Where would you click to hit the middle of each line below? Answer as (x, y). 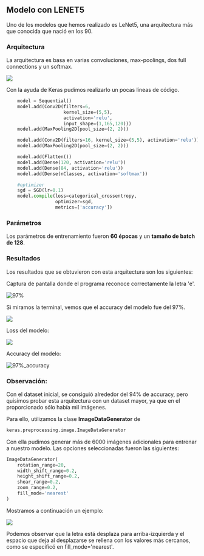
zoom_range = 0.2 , (38, 488)
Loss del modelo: (28, 330)
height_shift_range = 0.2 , (49, 476)
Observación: (27, 381)
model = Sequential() (44, 101)
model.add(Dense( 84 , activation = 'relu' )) (70, 168)
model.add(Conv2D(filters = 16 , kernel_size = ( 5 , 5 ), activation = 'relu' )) (108, 140)
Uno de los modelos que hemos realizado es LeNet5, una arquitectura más (100, 24)
